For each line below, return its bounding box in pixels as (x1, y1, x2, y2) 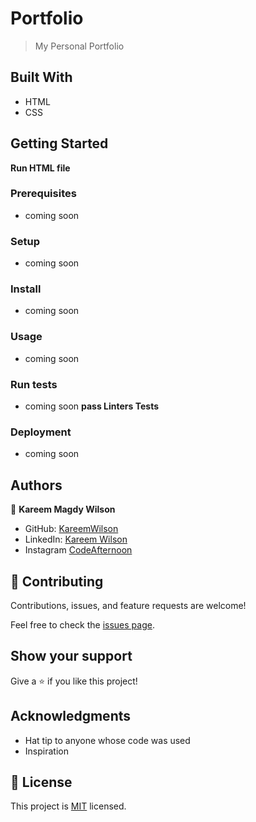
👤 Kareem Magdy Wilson (10, 503, 116, 516)
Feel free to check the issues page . (10, 618, 155, 631)
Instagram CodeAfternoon (24, 544, 133, 556)
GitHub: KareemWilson (24, 523, 119, 535)
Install (10, 282, 42, 296)
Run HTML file (10, 162, 71, 174)
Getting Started (10, 135, 109, 152)
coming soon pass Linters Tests (24, 400, 160, 412)
